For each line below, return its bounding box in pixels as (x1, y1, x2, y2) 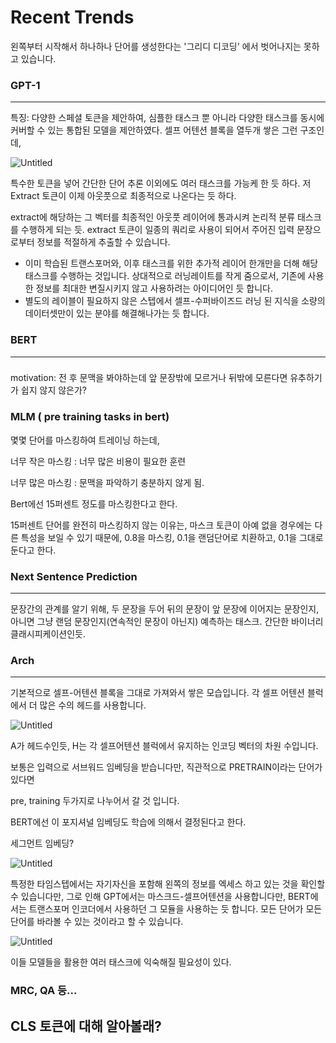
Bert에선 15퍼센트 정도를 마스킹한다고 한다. (10, 497, 178, 510)
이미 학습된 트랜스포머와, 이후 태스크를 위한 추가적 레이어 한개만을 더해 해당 (24, 257, 319, 270)
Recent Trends (10, 6, 135, 29)
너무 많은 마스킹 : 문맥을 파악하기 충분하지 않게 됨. (10, 476, 205, 488)
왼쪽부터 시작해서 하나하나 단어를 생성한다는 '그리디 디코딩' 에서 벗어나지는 (10, 40, 302, 52)
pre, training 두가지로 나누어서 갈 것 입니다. (10, 795, 180, 807)
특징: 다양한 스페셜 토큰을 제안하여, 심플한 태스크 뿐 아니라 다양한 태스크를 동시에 (10, 112, 325, 124)
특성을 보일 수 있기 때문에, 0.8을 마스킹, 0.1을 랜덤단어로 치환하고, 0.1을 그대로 (20, 531, 324, 543)
